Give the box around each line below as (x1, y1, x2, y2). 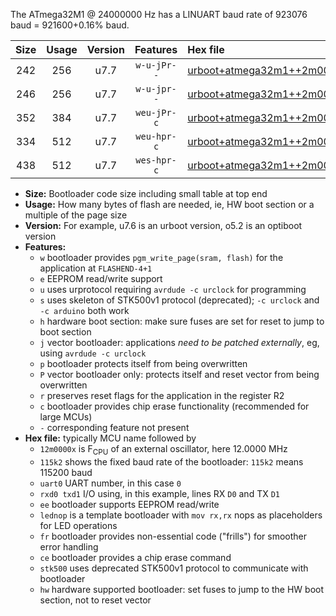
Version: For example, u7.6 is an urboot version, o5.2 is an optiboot (24, 220, 303, 231)
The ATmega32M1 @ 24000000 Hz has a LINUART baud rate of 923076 (10, 9, 308, 20)
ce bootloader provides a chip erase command (39, 551, 232, 563)
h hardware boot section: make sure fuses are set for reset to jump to (39, 315, 325, 327)
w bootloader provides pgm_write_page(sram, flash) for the (39, 252, 284, 263)
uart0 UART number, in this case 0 (39, 477, 182, 489)
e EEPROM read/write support (39, 273, 163, 284)
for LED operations (39, 519, 118, 531)
